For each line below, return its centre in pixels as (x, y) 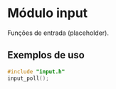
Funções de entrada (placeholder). (58, 33)
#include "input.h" (36, 72)
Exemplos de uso (46, 55)
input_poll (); (28, 78)
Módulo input (48, 13)
